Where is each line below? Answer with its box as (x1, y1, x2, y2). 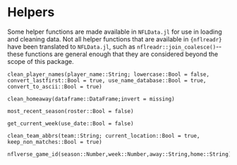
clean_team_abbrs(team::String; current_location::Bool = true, (7, 132, 200, 139)
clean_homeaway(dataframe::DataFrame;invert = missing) (7, 95, 175, 103)
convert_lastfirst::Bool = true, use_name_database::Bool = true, (7, 77, 207, 84)
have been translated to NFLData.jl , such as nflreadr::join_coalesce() (7, 42, 217, 51)
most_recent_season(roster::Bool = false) (7, 107, 134, 114)
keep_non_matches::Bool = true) (7, 138, 102, 145)
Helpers (7, 4, 55, 20)
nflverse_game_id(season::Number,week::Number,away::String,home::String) (7, 150, 232, 158)
